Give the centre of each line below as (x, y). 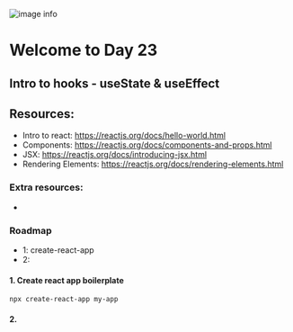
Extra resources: (46, 187)
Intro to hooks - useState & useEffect (115, 83)
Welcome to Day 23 (84, 50)
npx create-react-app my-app (64, 300)
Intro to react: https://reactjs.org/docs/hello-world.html (124, 136)
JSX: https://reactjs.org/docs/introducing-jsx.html (115, 155)
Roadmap (31, 230)
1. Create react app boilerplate (67, 280)
